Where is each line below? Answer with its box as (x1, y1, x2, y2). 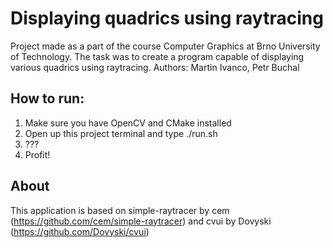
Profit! (24, 148, 51, 161)
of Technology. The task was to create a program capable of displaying (10, 50, 305, 62)
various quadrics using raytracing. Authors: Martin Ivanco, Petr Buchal (10, 61, 300, 73)
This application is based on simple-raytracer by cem (10, 204, 230, 216)
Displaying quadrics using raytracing (10, 7, 324, 30)
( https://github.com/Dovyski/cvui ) (10, 225, 150, 237)
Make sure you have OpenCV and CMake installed (24, 117, 232, 129)
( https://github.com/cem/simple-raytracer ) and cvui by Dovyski (10, 215, 272, 227)
